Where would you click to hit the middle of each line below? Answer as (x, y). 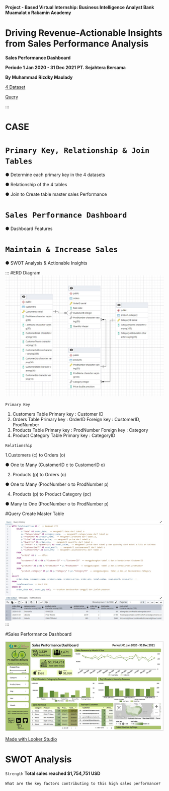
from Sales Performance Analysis (77, 44)
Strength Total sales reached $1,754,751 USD (53, 773)
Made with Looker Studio (31, 739)
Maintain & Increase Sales (62, 249)
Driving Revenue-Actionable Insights (84, 33)
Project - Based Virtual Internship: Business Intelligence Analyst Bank (80, 7)
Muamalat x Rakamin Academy (38, 13)
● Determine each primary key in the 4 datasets (55, 175)
